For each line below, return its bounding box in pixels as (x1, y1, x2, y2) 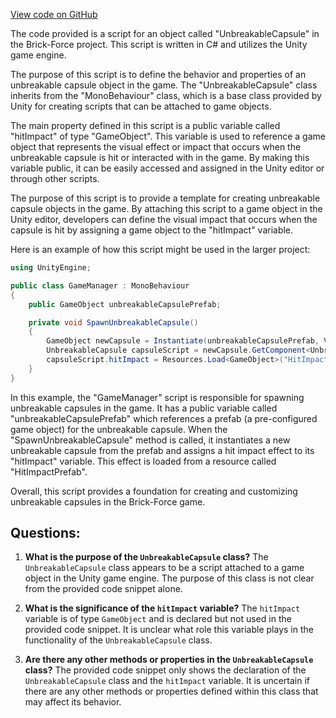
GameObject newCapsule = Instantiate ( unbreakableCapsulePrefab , (46, 336, 320, 346)
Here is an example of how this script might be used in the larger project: (10, 244, 311, 255)
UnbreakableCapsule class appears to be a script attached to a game (24, 562, 305, 574)
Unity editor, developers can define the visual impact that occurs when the (10, 214, 318, 225)
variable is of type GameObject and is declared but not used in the (24, 613, 292, 625)
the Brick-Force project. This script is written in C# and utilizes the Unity (10, 39, 308, 50)
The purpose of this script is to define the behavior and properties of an (10, 69, 307, 80)
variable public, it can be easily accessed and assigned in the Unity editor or (10, 162, 325, 174)
